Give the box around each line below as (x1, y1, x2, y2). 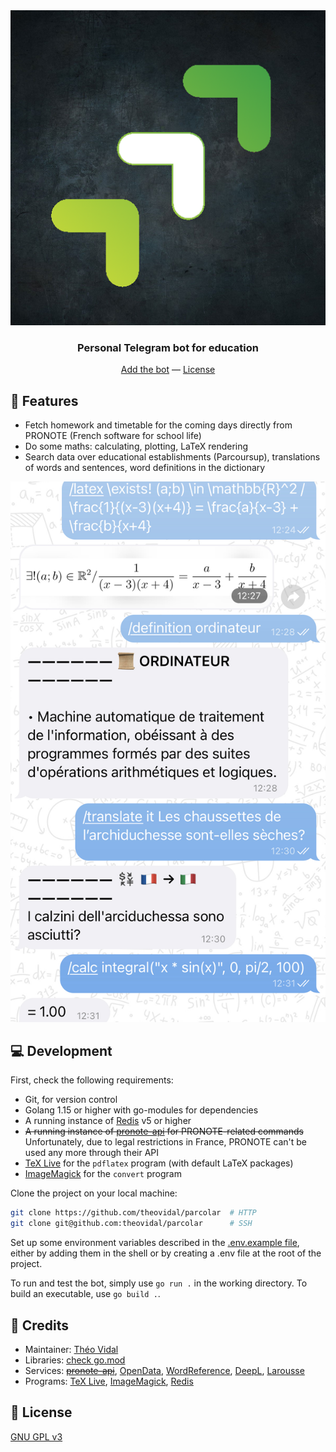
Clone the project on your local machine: (10, 1187, 178, 1199)
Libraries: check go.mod (24, 1354, 126, 1366)
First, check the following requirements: (10, 1074, 174, 1086)
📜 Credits (10, 1317, 70, 1334)
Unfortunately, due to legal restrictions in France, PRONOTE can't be (24, 1136, 307, 1148)
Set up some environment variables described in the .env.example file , (10, 1237, 300, 1249)
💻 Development (10, 1042, 113, 1059)
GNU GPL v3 (10, 1430, 63, 1443)
